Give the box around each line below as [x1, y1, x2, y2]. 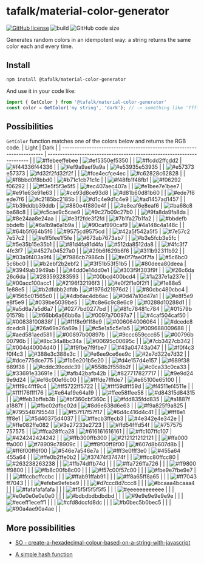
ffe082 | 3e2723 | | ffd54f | [32, 421, 154, 429]
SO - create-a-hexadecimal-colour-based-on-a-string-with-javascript [15, 539, 191, 546]
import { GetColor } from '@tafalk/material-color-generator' [6, 99, 167, 105]
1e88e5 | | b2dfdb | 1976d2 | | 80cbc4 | [6, 286, 188, 293]
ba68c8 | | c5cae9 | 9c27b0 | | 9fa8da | [6, 208, 189, 216]
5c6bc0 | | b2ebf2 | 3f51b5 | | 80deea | [6, 260, 186, 268]
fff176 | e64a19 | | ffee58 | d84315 [29, 389, 195, 396]
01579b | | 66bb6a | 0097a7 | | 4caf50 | [6, 311, 189, 319]
